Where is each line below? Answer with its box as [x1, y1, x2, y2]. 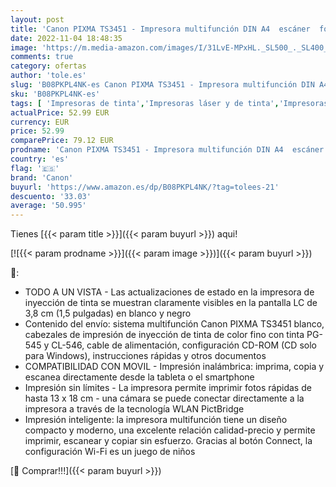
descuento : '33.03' [10, 191, 92, 201]
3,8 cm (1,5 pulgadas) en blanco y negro [24, 307, 192, 320]
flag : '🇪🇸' [10, 163, 60, 173]
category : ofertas [10, 61, 87, 71]
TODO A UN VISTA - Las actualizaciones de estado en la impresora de [24, 286, 315, 298]
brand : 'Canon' [10, 172, 74, 183]
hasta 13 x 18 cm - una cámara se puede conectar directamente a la [24, 392, 305, 405]
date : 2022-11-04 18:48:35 [10, 33, 123, 43]
